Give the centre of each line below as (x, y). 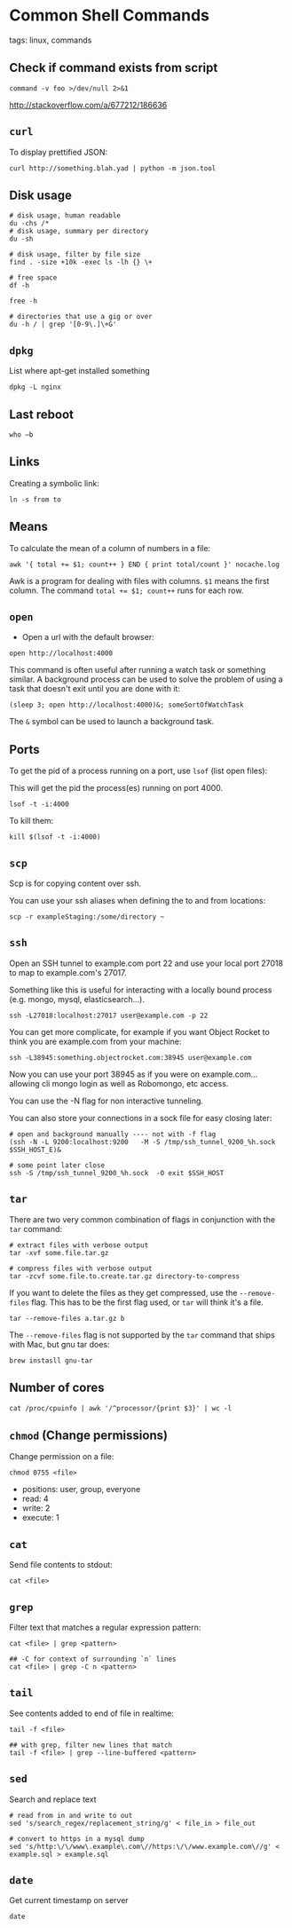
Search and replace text (53, 1799)
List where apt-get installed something (80, 371)
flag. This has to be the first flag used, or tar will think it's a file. (147, 1302)
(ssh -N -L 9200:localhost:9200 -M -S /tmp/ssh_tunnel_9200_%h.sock (142, 1142)
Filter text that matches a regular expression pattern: (105, 1627)
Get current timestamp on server (69, 1900)
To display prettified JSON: (59, 152)
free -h (24, 301)
